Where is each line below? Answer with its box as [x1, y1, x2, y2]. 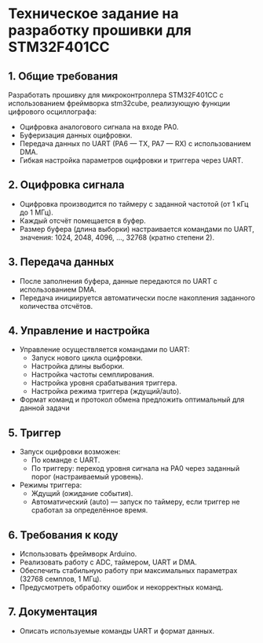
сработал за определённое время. [31, 505, 148, 515]
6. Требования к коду [8, 528, 119, 542]
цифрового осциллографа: [8, 107, 97, 116]
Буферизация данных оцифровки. [19, 130, 133, 140]
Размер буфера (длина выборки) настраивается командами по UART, [19, 224, 255, 233]
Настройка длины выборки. [31, 362, 125, 371]
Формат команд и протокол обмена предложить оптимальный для [19, 395, 245, 405]
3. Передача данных [8, 255, 115, 269]
